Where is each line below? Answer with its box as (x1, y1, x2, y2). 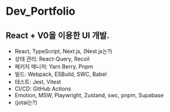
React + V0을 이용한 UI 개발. (6, 30, 110, 40)
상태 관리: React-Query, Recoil (14, 55, 90, 62)
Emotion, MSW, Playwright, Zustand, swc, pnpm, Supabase (14, 92, 164, 99)
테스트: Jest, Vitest (14, 78, 62, 85)
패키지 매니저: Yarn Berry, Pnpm (14, 63, 94, 70)
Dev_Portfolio (6, 4, 76, 18)
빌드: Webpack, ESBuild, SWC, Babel (14, 70, 107, 78)
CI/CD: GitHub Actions (14, 85, 72, 92)
